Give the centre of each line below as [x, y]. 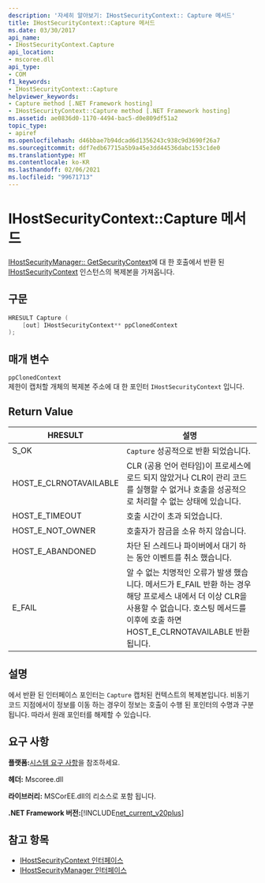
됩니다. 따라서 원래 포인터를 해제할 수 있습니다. [80, 714]
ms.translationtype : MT [47, 155]
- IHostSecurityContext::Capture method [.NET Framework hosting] [119, 111]
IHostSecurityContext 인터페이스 [71, 860]
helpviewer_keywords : [44, 96]
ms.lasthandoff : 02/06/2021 [54, 170]
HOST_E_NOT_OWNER [54, 530]
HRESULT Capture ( [38, 318]
